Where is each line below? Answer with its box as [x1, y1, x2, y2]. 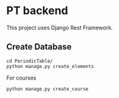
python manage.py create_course [6, 86, 88, 92]
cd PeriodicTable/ [6, 58, 53, 64]
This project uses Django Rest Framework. [6, 24, 113, 31]
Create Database [6, 42, 72, 52]
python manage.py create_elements [6, 63, 95, 69]
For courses [6, 74, 37, 81]
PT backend [6, 4, 68, 18]
